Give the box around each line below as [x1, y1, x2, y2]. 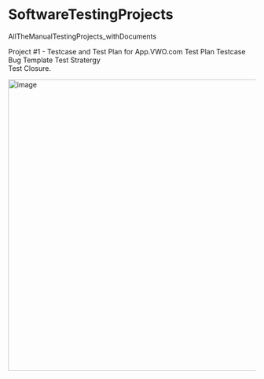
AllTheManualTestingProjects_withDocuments [8, 32, 157, 41]
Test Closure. [8, 63, 51, 72]
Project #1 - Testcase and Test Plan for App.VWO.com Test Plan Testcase [8, 46, 246, 56]
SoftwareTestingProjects [8, 6, 174, 24]
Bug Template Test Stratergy [8, 55, 101, 65]
